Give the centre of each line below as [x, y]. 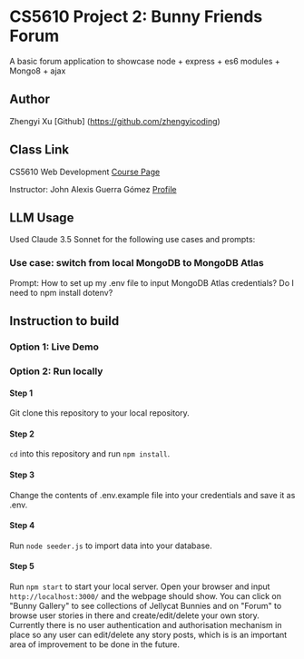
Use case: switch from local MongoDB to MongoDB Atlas [137, 263]
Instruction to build [64, 321]
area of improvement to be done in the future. [94, 644]
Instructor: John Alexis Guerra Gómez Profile [93, 189]
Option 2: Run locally [56, 371]
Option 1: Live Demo [54, 347]
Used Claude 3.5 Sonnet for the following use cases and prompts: [132, 240]
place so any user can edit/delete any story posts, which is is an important [148, 634]
